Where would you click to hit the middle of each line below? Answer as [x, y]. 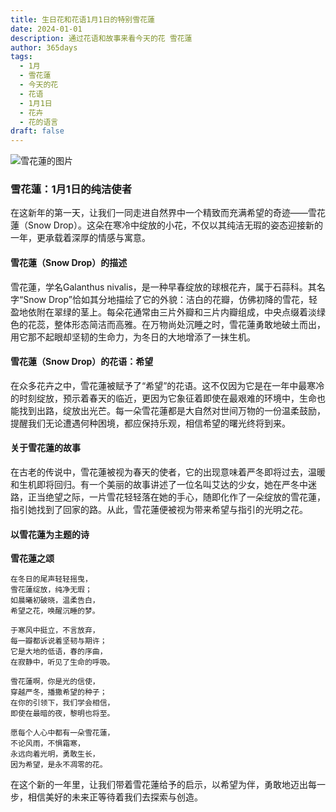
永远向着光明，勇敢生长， [55, 754]
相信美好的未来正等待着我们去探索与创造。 [115, 797]
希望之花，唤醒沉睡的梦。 [55, 611]
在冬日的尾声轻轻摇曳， [51, 579]
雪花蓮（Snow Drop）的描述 [69, 263]
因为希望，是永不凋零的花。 [59, 765]
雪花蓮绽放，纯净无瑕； [51, 590]
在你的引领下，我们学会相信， [62, 703]
